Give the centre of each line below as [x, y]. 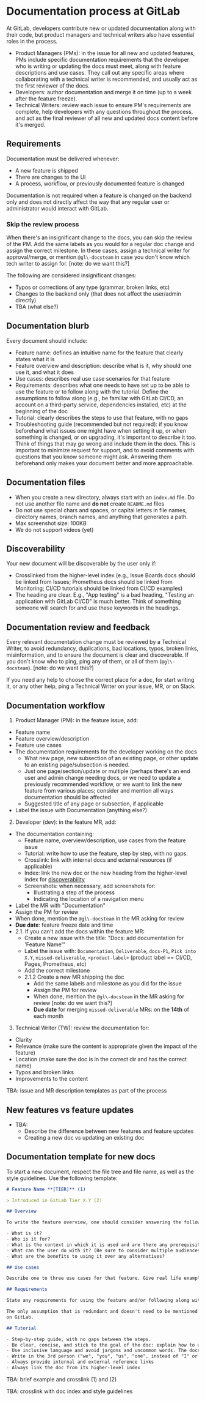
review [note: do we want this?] [73, 1003]
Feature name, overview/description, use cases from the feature [105, 840]
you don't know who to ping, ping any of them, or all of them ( [84, 662]
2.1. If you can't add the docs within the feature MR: [80, 932]
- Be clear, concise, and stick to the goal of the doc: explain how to [101, 1345]
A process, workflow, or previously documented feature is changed [100, 183]
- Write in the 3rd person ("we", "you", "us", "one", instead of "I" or [102, 1356]
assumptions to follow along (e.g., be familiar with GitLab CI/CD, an [99, 398]
